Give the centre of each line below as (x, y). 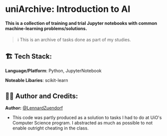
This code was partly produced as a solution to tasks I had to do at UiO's (87, 118)
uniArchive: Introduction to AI (68, 9)
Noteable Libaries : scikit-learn (37, 80)
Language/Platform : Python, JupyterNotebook (53, 71)
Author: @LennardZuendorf (34, 108)
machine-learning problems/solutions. (46, 28)
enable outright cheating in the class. (50, 128)
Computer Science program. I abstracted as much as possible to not (83, 123)
